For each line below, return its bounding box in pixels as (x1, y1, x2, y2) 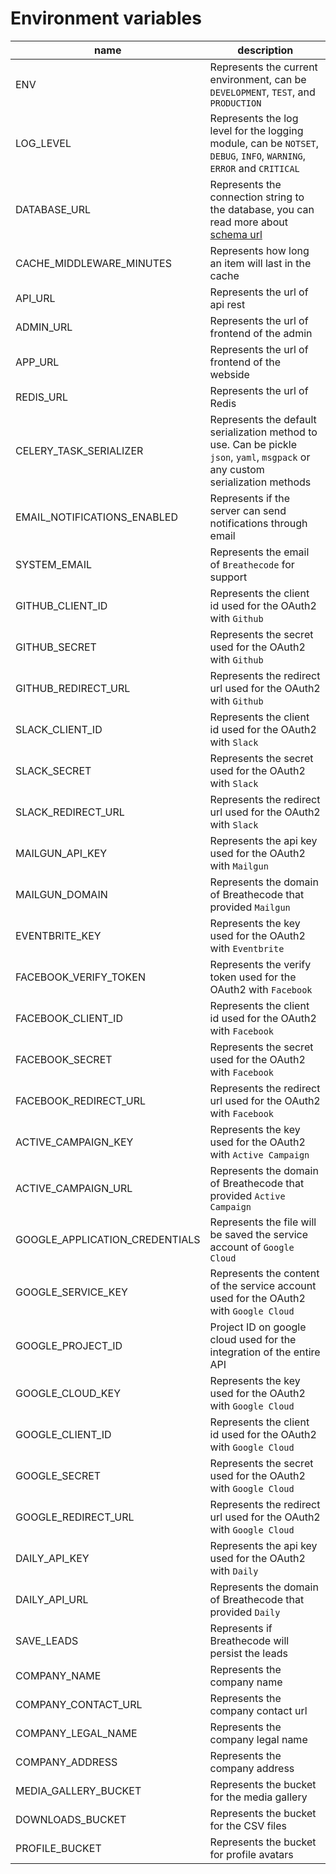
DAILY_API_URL (15, 1592, 89, 1606)
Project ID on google (209, 1320, 307, 1334)
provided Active (209, 1188, 286, 1202)
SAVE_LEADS (15, 1633, 79, 1647)
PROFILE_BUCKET (15, 1841, 102, 1855)
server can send (209, 503, 287, 517)
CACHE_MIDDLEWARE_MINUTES (15, 256, 172, 270)
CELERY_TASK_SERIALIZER (15, 443, 144, 457)
